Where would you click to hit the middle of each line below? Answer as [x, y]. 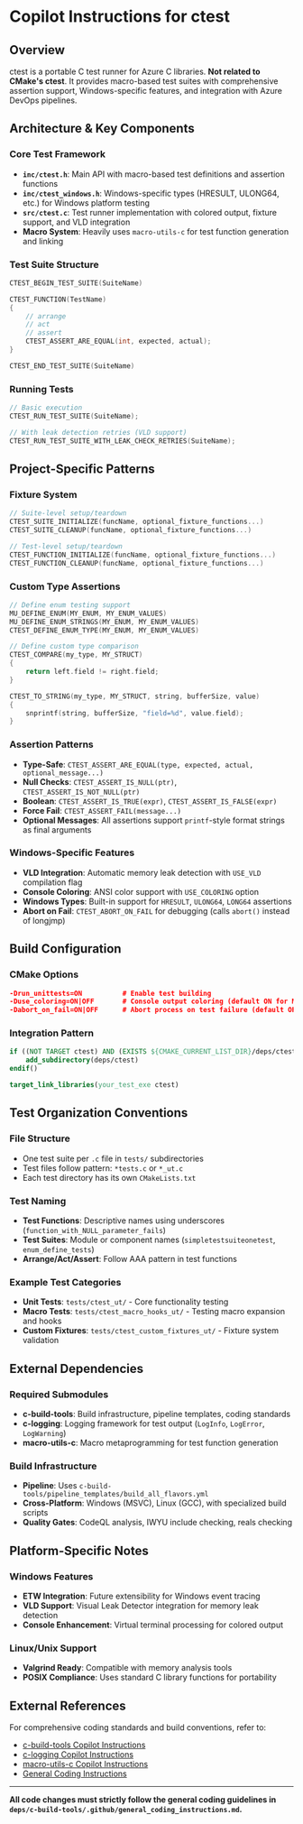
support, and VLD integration [76, 222]
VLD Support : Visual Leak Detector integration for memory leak [140, 1605]
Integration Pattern [52, 1033]
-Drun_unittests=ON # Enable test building [110, 993]
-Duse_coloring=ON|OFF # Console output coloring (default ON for [149, 1002]
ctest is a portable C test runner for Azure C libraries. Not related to [135, 71]
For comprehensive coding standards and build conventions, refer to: [138, 1727]
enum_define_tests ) [58, 1249]
